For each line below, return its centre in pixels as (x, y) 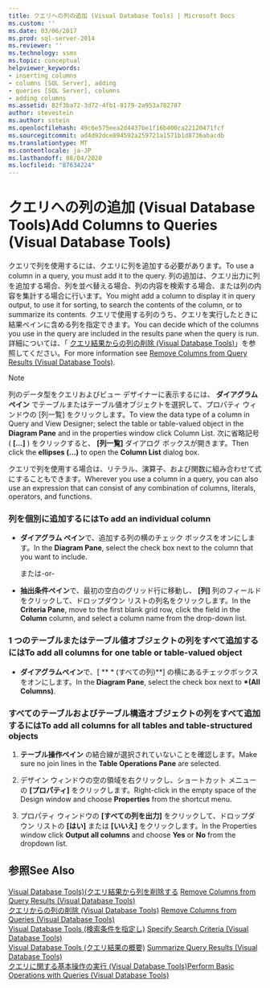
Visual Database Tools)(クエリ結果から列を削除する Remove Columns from (132, 891)
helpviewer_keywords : (45, 68)
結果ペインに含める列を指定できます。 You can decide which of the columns (134, 325)
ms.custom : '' (32, 23)
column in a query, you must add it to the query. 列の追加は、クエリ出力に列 (134, 276)
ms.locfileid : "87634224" (51, 166)
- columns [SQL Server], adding (62, 83)
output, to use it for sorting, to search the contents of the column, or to (125, 305)
